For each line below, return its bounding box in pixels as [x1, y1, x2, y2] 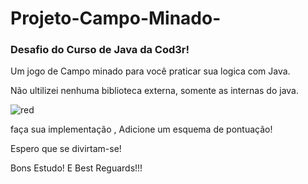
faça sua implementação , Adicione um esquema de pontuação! [10, 123, 273, 136]
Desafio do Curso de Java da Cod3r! [10, 43, 190, 57]
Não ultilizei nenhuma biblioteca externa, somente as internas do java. [10, 85, 299, 97]
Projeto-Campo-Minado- [10, 7, 222, 30]
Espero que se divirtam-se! [10, 143, 122, 155]
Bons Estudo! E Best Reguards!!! [10, 162, 143, 174]
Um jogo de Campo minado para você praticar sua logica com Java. [10, 65, 291, 77]
